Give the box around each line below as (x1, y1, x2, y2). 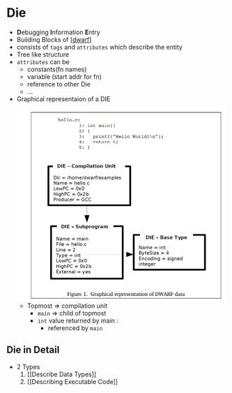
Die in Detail (6, 344, 60, 356)
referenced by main (47, 323, 103, 332)
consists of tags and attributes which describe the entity (16, 43, 183, 51)
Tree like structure (16, 50, 70, 59)
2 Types (16, 362, 40, 371)
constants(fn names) (26, 65, 87, 73)
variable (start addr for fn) (26, 72, 102, 81)
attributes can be (16, 57, 70, 66)
